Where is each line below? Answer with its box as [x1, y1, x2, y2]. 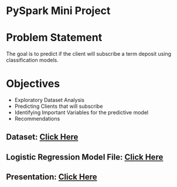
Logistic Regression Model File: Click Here [6, 152, 164, 162]
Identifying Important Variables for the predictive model [14, 109, 148, 116]
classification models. [6, 57, 59, 64]
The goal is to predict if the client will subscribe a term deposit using [6, 50, 172, 57]
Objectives [6, 77, 60, 90]
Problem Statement [6, 31, 103, 45]
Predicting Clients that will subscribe [14, 103, 103, 110]
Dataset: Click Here [6, 132, 79, 142]
